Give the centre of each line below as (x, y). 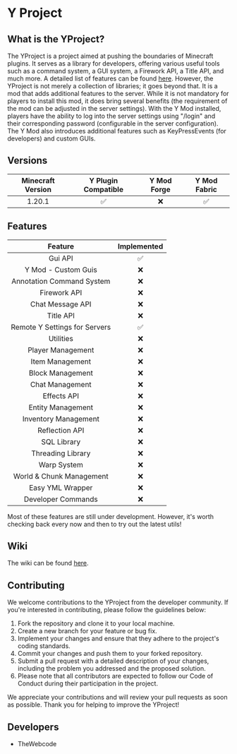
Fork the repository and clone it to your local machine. (96, 623)
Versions (28, 161)
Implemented (140, 246)
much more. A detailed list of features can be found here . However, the (110, 78)
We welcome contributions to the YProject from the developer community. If (118, 602)
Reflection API (61, 430)
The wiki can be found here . (48, 563)
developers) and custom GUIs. (51, 138)
